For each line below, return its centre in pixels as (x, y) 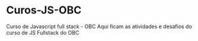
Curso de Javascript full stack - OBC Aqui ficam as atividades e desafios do (99, 26)
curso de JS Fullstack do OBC (43, 32)
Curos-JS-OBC (44, 10)
